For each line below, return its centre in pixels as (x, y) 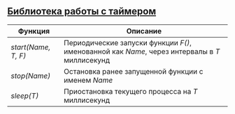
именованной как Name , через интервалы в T (142, 51)
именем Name (88, 80)
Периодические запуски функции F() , (128, 42)
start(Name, (31, 47)
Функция (34, 31)
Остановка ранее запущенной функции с (134, 71)
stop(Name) (31, 76)
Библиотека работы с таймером (81, 11)
